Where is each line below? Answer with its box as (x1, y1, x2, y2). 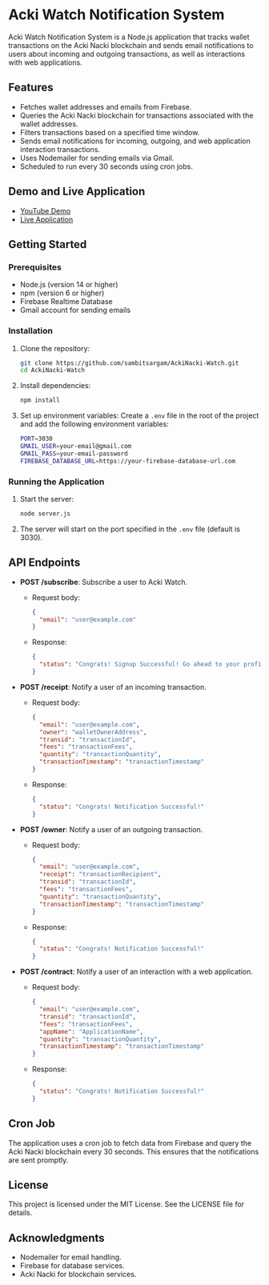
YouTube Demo (19, 206, 71, 215)
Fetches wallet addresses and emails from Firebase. (19, 102, 192, 111)
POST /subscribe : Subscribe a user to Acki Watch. (19, 577, 188, 586)
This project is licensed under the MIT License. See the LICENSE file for (8, 1199, 245, 1209)
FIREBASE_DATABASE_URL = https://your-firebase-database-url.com (19, 457, 236, 465)
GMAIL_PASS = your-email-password (19, 450, 128, 458)
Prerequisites (8, 262, 62, 273)
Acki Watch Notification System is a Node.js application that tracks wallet (8, 32, 250, 42)
